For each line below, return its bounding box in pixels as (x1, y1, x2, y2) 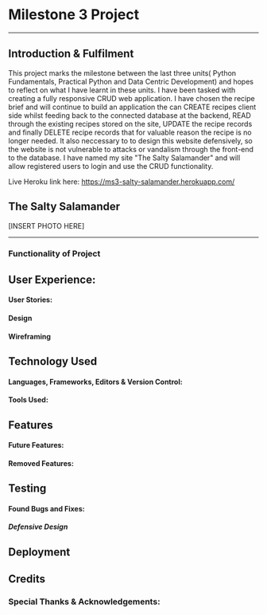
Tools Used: (8, 395, 49, 405)
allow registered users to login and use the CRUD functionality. (8, 161, 214, 170)
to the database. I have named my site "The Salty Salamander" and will (8, 153, 241, 163)
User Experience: (8, 272, 96, 286)
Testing (8, 482, 47, 496)
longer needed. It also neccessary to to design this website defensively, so (8, 135, 253, 145)
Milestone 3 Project (8, 6, 140, 24)
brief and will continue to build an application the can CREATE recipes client (8, 102, 257, 112)
